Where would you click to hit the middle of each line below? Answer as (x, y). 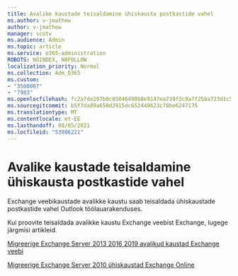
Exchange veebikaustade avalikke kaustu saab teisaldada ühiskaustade (112, 201)
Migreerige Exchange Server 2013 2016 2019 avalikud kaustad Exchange (113, 244)
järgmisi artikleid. (32, 230)
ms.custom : (23, 79)
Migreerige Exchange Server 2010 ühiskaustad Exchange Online (101, 265)
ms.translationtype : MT (42, 112)
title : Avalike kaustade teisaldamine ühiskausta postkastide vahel (110, 14)
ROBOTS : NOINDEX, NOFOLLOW (47, 60)
